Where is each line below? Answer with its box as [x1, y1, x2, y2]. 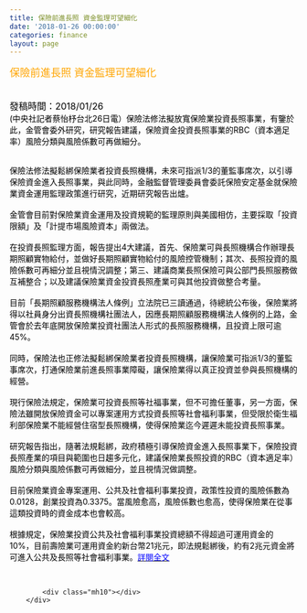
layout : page [9, 38, 59, 48]
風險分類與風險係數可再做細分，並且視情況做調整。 [9, 464, 202, 475]
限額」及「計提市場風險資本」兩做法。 [9, 220, 153, 231]
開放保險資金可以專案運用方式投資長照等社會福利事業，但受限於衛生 [33, 408, 290, 419]
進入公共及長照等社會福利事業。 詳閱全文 [16, 552, 170, 563]
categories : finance [9, 30, 89, 39]
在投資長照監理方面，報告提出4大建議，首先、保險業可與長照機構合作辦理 [9, 242, 288, 253]
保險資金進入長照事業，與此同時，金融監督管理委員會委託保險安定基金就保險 [9, 177, 298, 188]
